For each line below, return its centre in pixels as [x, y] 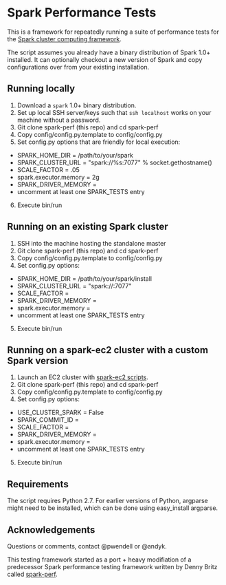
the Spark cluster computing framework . [65, 39]
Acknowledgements [51, 530]
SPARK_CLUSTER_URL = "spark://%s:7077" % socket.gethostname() [114, 162]
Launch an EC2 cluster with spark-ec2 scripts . [83, 377]
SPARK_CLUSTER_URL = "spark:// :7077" [74, 286]
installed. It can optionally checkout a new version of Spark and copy [105, 59]
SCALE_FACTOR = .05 [48, 169]
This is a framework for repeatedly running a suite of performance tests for [113, 32]
